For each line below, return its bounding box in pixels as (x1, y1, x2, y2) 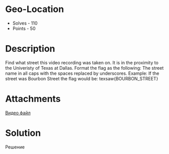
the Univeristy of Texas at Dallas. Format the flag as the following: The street (5, 65, 164, 71)
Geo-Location (5, 4, 64, 15)
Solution (5, 127, 41, 138)
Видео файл (5, 109, 31, 116)
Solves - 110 (12, 20, 38, 26)
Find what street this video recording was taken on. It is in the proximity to (5, 59, 158, 66)
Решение (5, 144, 25, 150)
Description (5, 43, 55, 55)
